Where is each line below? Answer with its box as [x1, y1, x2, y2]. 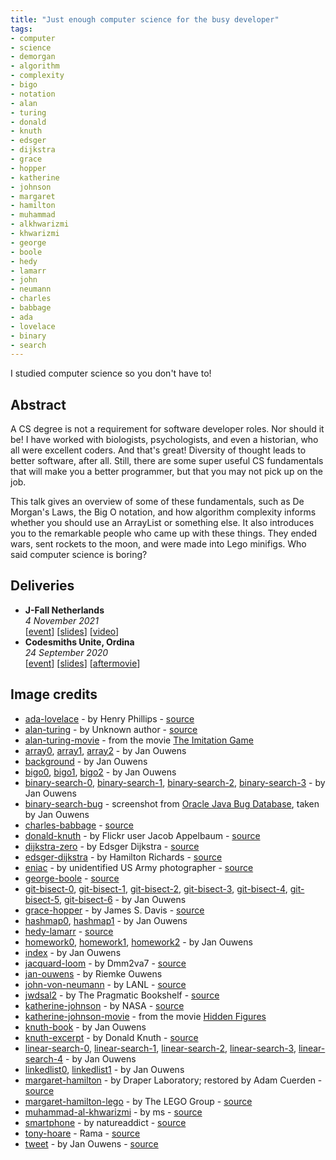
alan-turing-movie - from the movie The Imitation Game [24, 734, 254, 746]
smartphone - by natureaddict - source [24, 1116, 187, 1128]
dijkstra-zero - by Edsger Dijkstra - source [24, 840, 200, 852]
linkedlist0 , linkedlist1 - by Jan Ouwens [24, 1063, 185, 1075]
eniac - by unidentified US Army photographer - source [24, 861, 254, 873]
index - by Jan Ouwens [24, 946, 122, 958]
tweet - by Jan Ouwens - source [24, 1137, 159, 1150]
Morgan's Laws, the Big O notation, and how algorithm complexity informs [10, 506, 317, 518]
